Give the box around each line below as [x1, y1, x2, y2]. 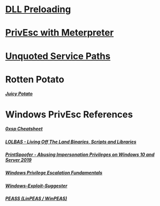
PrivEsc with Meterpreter [5, 27, 114, 39]
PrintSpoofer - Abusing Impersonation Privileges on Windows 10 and [5, 151, 155, 158]
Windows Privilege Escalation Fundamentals [5, 170, 103, 176]
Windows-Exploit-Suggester [5, 183, 68, 189]
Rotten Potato [5, 73, 65, 85]
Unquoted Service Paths [5, 50, 111, 62]
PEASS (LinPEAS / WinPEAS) [5, 195, 67, 201]
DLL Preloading [5, 4, 71, 15]
